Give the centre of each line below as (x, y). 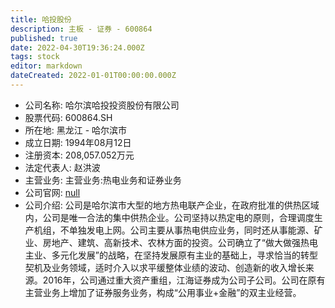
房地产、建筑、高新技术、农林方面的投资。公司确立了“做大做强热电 (180, 242)
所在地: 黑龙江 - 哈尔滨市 (76, 130)
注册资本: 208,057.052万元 (79, 155)
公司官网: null (52, 192)
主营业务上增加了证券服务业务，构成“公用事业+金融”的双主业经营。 (163, 292)
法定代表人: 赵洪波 (62, 167)
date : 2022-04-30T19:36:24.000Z (77, 47)
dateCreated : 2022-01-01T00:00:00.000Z (93, 76)
